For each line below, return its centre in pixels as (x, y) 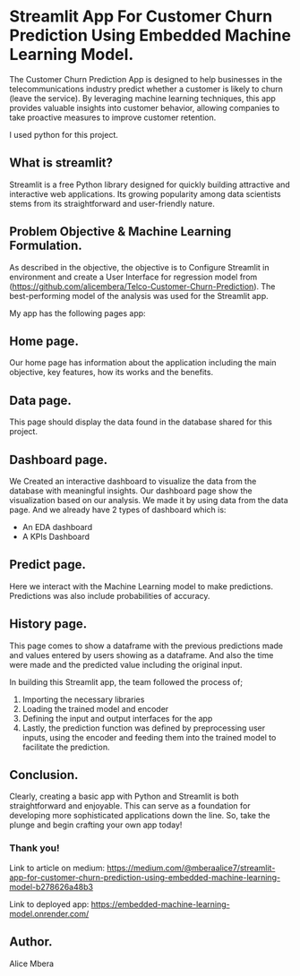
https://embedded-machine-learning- (160, 904)
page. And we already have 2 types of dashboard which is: (118, 509)
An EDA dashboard (57, 527)
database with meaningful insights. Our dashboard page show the (131, 491)
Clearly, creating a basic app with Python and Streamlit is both (124, 796)
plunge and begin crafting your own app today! (96, 825)
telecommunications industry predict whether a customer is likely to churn (146, 89)
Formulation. (46, 246)
